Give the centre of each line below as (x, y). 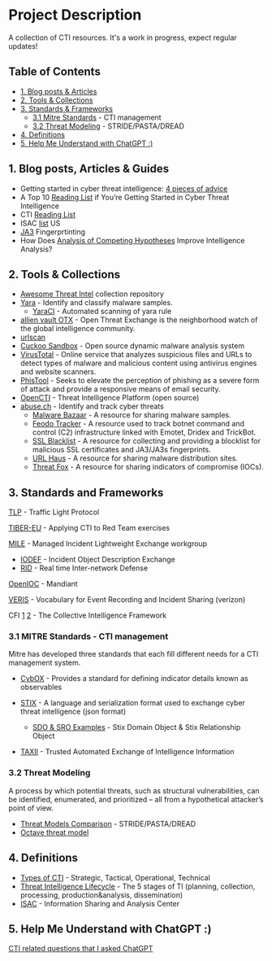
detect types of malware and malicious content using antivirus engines (138, 363)
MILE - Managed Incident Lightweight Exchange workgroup (108, 544)
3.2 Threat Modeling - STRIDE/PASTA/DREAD (108, 126)
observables (41, 687)
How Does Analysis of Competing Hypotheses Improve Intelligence (132, 240)
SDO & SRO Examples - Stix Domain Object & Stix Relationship (136, 727)
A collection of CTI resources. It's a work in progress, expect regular (123, 37)
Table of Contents (55, 72)
